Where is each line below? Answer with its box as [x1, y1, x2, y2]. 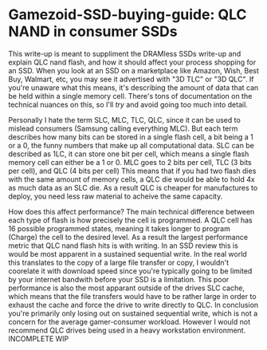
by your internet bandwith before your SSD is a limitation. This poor [8, 274, 230, 284]
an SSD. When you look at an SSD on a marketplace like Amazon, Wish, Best [8, 65, 259, 75]
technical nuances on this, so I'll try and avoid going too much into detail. [8, 100, 249, 109]
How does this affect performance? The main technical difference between [8, 206, 255, 216]
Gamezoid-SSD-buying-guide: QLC [8, 6, 247, 24]
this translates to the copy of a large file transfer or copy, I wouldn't [8, 258, 230, 267]
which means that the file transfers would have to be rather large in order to [8, 291, 257, 301]
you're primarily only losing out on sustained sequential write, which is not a [8, 309, 258, 318]
